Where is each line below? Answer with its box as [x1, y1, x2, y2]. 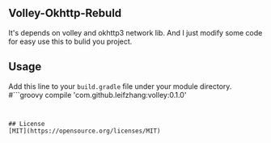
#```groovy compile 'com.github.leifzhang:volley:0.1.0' [8, 90, 187, 99]
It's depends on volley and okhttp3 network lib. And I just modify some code [8, 27, 263, 37]
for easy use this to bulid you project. [8, 36, 133, 46]
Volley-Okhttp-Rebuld [8, 6, 122, 20]
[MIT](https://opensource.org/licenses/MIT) [8, 127, 161, 135]
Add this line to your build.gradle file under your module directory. [8, 81, 232, 91]
